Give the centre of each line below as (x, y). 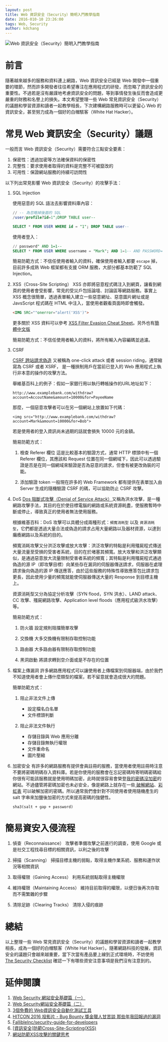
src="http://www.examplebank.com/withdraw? (70, 417)
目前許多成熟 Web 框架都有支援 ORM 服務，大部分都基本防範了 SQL (82, 267)
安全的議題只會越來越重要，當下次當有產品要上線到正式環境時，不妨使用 (79, 955)
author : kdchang (22, 29)
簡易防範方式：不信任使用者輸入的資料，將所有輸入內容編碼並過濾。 (82, 340)
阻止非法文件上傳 (37, 698)
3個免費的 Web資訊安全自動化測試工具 (52, 1010)
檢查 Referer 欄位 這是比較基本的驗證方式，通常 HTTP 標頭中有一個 (89, 453)
